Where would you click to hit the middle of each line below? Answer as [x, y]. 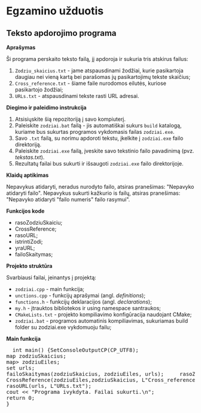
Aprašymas [21, 47]
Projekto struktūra [29, 266]
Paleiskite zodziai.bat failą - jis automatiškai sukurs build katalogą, [98, 126]
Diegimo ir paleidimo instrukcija [46, 108]
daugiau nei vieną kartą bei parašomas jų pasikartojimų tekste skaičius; [103, 77]
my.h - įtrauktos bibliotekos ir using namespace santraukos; [88, 308]
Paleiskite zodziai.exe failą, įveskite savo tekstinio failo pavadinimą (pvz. [104, 151]
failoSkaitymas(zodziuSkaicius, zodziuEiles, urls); [85, 374]
